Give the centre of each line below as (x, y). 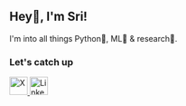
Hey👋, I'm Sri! (48, 17)
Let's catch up (42, 62)
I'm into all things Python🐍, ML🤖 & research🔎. (93, 38)
